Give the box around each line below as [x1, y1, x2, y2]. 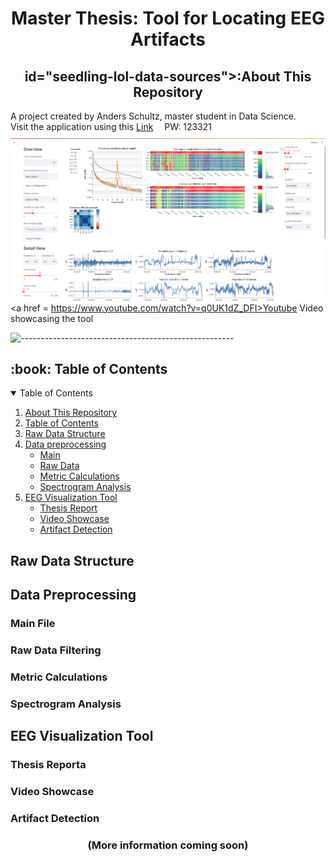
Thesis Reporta [10, 758, 87, 772]
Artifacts [130, 28, 206, 51]
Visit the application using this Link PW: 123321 [10, 121, 212, 132]
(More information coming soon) [87, 838, 249, 852]
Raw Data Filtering [10, 643, 102, 657]
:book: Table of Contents [10, 361, 168, 378]
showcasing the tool [10, 312, 94, 324]
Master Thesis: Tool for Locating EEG [11, 7, 325, 30]
